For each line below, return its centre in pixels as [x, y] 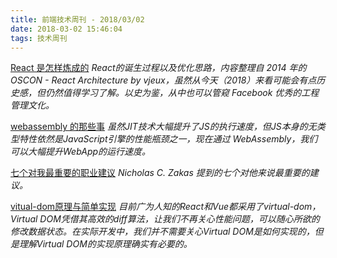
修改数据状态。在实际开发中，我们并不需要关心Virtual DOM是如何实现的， [162, 232]
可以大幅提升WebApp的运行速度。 [81, 152]
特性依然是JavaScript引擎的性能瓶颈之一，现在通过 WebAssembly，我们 [168, 139]
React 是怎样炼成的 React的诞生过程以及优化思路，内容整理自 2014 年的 [158, 68]
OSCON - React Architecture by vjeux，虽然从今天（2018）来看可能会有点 [163, 80]
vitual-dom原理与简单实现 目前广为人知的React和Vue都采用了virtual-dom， [166, 207]
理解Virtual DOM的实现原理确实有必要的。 [105, 244]
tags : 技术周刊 [39, 38]
